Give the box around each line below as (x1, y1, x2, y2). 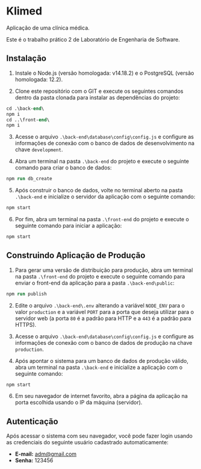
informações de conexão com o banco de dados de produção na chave (14, 339, 193, 346)
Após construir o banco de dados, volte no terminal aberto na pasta (14, 187, 183, 194)
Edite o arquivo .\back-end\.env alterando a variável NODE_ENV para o (14, 301, 185, 309)
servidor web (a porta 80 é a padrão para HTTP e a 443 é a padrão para (14, 315, 191, 322)
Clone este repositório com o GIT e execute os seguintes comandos (14, 87, 184, 95)
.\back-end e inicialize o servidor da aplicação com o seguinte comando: (14, 193, 196, 200)
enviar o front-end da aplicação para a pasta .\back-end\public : (14, 279, 175, 286)
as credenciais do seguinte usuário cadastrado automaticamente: (6, 439, 169, 446)
